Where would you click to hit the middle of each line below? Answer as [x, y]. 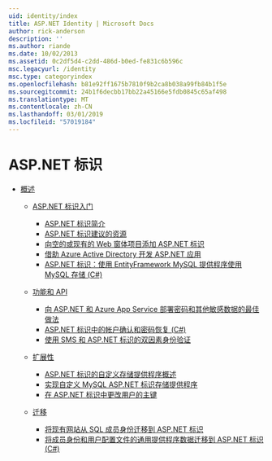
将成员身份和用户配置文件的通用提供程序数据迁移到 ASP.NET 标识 [154, 439]
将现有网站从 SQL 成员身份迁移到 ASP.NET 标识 [124, 429]
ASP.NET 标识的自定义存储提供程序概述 [110, 374]
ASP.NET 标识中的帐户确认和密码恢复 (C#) [115, 329]
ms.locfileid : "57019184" [52, 122]
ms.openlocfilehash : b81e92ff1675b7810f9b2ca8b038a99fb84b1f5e [118, 84]
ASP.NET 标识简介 [75, 223]
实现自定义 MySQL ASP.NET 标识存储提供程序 [121, 384]
